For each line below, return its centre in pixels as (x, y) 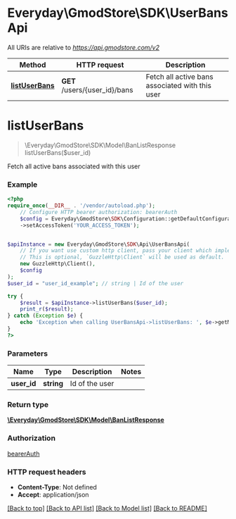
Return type (28, 405)
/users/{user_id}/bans (97, 89)
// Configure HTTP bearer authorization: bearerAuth (99, 212)
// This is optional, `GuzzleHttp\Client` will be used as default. (122, 257)
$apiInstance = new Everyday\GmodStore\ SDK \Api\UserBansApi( (99, 244)
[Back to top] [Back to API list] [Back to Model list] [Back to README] (107, 508)
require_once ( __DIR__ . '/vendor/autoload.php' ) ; (81, 206)
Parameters (27, 354)
